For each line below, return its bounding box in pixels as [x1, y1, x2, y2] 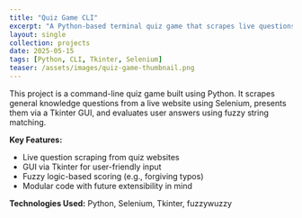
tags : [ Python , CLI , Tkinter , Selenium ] [9, 55, 164, 64]
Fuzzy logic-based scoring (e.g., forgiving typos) [22, 170, 204, 181]
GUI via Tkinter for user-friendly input [22, 161, 162, 172]
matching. [9, 116, 47, 127]
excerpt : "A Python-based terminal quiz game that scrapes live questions [9, 22, 296, 31]
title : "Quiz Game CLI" [9, 13, 99, 23]
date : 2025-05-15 [9, 47, 75, 56]
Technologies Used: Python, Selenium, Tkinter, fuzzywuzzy [9, 197, 232, 208]
